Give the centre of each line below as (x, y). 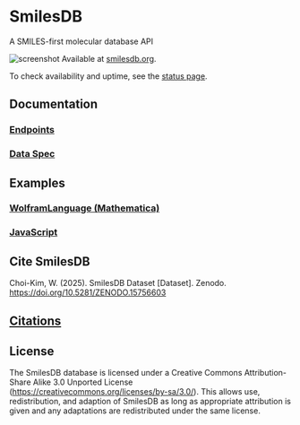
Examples (37, 182)
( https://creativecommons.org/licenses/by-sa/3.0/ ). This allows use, (135, 392)
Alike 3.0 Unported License (83, 382)
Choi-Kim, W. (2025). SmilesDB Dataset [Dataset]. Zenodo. (118, 283)
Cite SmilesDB (50, 261)
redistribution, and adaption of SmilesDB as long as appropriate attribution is (150, 402)
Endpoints (32, 130)
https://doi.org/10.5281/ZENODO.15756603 (88, 292)
